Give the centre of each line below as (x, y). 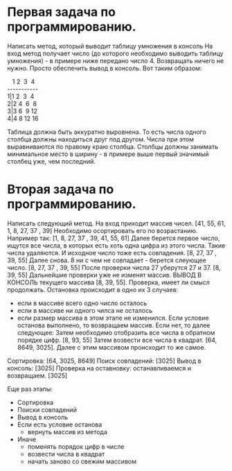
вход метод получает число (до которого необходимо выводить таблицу (115, 53)
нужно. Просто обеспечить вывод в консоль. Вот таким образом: (105, 68)
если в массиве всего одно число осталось (82, 303)
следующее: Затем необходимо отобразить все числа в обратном (116, 332)
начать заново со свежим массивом (82, 461)
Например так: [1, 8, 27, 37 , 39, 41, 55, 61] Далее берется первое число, (114, 238)
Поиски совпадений (47, 409)
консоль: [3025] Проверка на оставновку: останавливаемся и (99, 368)
